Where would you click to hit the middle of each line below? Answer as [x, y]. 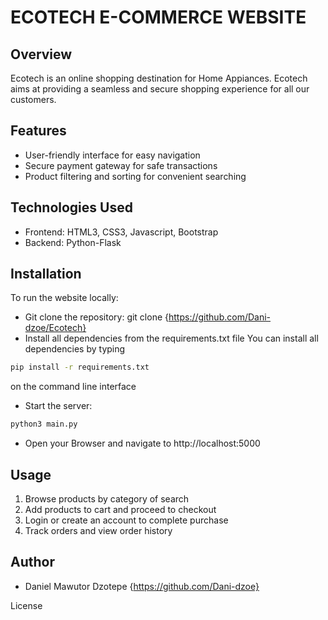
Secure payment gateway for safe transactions [121, 165]
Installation [46, 274]
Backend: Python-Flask [73, 242]
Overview [41, 54]
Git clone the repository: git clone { [96, 317]
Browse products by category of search [107, 499]
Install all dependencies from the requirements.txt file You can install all [171, 338]
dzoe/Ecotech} [55, 328]
